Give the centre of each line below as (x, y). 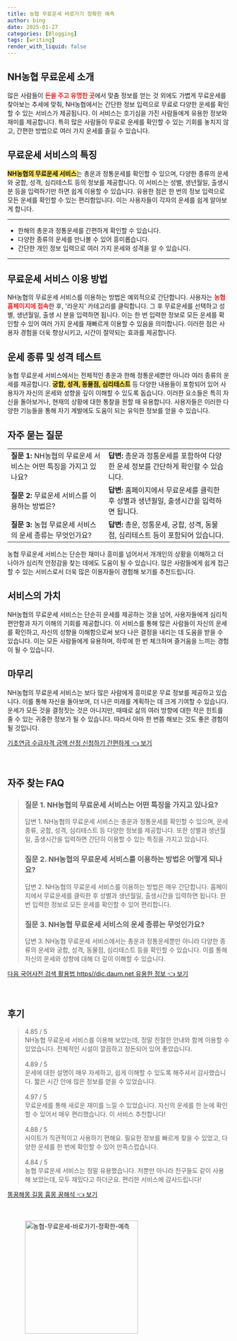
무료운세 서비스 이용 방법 (57, 279)
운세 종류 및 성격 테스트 (55, 357)
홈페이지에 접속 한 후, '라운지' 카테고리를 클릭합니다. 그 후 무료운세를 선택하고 (113, 306)
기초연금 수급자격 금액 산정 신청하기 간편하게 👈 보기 (80, 743)
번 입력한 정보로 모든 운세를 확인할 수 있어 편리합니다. (98, 904)
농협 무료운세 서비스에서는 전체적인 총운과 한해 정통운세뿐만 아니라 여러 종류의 (115, 376)
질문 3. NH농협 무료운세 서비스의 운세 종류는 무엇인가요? (115, 924)
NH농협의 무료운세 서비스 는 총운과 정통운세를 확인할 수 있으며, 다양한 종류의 (111, 173)
